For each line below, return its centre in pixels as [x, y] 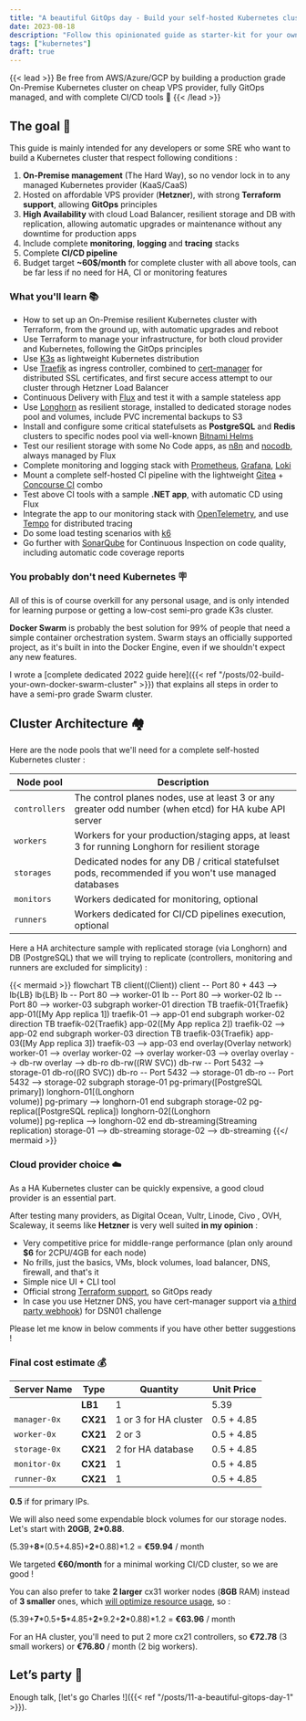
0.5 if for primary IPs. [50, 1501]
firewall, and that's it [61, 1272]
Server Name [43, 1389]
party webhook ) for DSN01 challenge [92, 1310]
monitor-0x [37, 1464]
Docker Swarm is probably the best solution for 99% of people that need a [150, 627]
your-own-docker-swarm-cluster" [73, 684]
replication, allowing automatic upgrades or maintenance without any [152, 224]
